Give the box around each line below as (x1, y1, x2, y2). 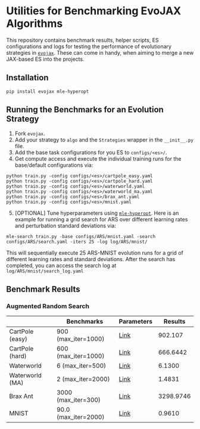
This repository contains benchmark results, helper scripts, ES (6, 36, 159, 43)
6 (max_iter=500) (56, 362, 106, 370)
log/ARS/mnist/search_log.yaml (6, 268, 84, 274)
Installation (6, 73, 49, 83)
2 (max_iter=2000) (56, 375, 110, 383)
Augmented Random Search (6, 302, 90, 310)
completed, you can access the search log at (6, 262, 117, 269)
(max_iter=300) (56, 396, 101, 404)
